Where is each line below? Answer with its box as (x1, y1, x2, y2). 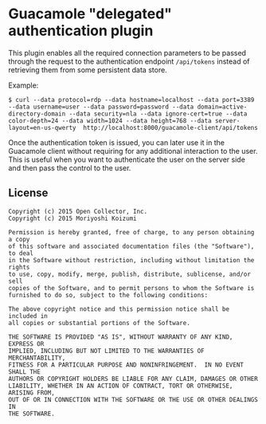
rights (8, 263, 30, 271)
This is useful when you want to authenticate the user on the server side (8, 155, 245, 164)
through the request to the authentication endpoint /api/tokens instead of (8, 57, 250, 66)
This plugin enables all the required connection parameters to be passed (8, 48, 247, 57)
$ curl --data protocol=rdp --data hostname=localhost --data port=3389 (8, 96, 255, 104)
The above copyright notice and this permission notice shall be (8, 304, 229, 313)
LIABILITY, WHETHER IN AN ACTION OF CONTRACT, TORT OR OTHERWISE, (8, 382, 233, 390)
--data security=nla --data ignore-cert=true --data (68, 109, 248, 118)
